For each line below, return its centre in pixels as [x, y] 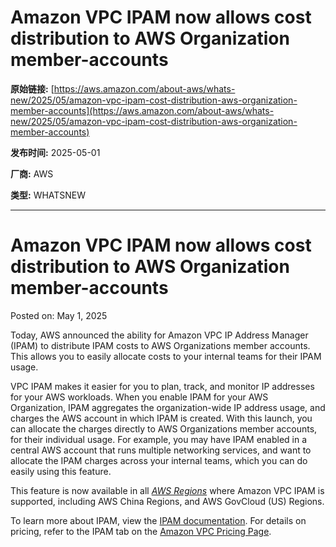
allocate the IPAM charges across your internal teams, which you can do [159, 460]
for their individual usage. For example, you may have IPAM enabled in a [159, 439]
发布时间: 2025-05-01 [55, 152]
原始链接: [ [32, 88]
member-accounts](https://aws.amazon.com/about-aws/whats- [142, 110]
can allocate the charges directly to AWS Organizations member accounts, [164, 428]
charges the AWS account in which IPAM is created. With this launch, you [161, 418]
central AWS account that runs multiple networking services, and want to [161, 450]
